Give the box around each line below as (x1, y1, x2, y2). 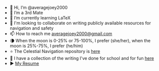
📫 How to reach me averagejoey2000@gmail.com (9, 31, 112, 36)
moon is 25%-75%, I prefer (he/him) (9, 43, 83, 49)
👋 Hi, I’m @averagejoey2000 (9, 5, 68, 10)
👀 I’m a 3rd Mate (9, 10, 43, 16)
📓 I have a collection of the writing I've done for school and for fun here (9, 55, 154, 61)
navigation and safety (9, 25, 54, 31)
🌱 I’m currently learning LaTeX (9, 15, 71, 20)
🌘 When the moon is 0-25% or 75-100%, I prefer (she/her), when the (9, 38, 151, 43)
